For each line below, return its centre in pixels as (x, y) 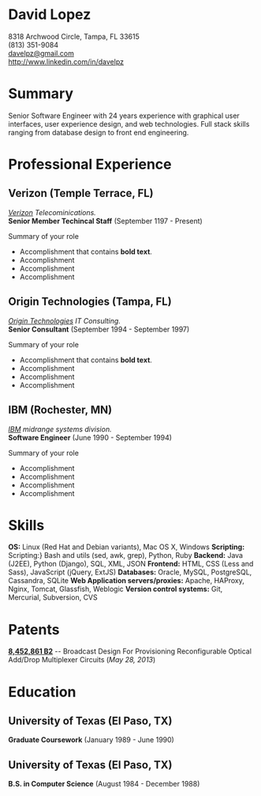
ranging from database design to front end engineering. (99, 132)
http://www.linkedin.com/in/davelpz (66, 62)
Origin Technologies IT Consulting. (64, 320)
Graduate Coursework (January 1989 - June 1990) (91, 740)
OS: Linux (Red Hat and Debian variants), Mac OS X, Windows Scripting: (127, 547)
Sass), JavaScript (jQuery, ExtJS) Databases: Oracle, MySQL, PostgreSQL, (130, 572)
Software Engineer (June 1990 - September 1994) (90, 438)
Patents (34, 629)
